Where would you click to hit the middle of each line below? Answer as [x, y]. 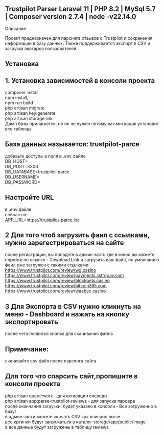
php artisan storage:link [29, 119]
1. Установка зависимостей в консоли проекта [80, 81]
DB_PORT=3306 [22, 166]
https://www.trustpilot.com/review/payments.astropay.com [65, 276]
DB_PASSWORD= [23, 182]
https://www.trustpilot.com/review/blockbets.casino [58, 281]
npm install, [17, 98]
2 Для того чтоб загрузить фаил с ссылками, [77, 235]
